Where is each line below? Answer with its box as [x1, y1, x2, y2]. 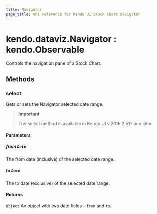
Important [18, 111, 40, 117]
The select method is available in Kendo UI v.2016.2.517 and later [18, 121, 152, 127]
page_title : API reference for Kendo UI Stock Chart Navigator [6, 12, 141, 17]
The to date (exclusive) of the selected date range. [6, 180, 110, 186]
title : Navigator [6, 7, 42, 12]
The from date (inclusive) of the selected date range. [6, 156, 115, 162]
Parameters [6, 132, 31, 138]
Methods [6, 75, 35, 83]
